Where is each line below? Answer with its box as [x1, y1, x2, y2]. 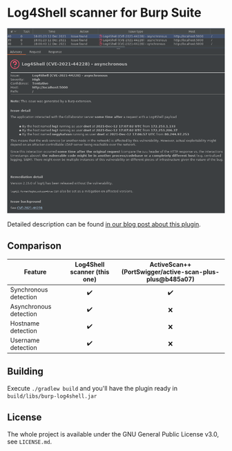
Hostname [10, 319, 40, 328]
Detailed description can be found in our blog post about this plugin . [7, 220, 202, 229]
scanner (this [70, 268, 110, 276]
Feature [23, 268, 47, 276]
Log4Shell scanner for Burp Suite [7, 5, 202, 21]
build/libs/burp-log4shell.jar [7, 393, 97, 400]
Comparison [7, 240, 62, 252]
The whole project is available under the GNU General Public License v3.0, [7, 430, 220, 438]
